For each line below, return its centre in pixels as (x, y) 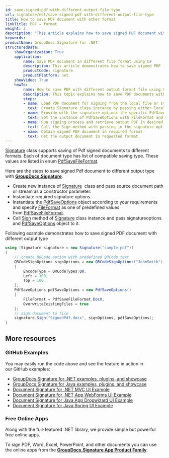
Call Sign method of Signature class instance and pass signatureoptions (87, 218)
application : (28, 57)
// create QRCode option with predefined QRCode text (72, 257)
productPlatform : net (46, 75)
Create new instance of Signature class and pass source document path (88, 186)
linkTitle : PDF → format (31, 24)
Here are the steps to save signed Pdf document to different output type (80, 171)
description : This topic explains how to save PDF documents (89, 94)
